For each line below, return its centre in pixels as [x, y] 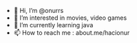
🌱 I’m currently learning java [53, 25]
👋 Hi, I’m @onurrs [39, 11]
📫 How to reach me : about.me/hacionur [72, 33]
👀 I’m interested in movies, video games [70, 18]
